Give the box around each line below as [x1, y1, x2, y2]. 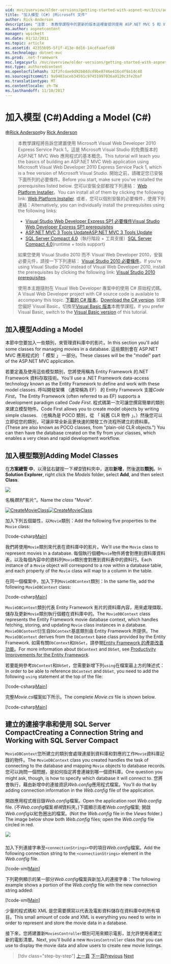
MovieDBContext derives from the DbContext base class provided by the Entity [5, 634, 166, 640]
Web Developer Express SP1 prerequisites [25, 224, 113, 230]
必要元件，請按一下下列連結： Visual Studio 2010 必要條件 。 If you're [17, 258, 162, 264]
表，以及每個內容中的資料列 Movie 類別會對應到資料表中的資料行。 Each [5, 557, 152, 563]
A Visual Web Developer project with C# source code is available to [17, 291, 159, 297]
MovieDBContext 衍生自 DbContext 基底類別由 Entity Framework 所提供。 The [5, 628, 159, 634]
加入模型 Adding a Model [5, 325, 83, 334]
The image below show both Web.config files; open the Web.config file [5, 816, 154, 822]
